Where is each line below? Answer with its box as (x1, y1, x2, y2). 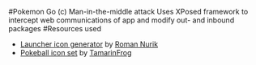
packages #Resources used (8, 24, 102, 33)
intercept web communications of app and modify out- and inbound (8, 15, 235, 25)
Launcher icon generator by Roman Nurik (19, 39, 159, 49)
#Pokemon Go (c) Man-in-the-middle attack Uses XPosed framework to (8, 7, 249, 16)
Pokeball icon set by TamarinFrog (19, 48, 132, 57)
